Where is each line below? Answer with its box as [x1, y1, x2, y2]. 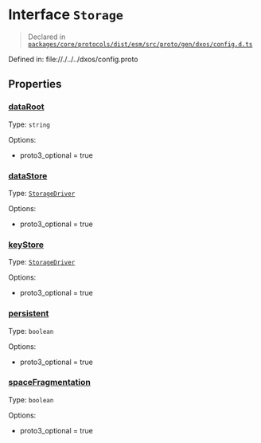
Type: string [8, 120, 50, 129]
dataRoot [8, 101, 45, 112]
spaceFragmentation [8, 377, 92, 388]
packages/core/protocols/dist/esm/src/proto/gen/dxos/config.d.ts [27, 40, 253, 49]
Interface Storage [8, 6, 123, 24]
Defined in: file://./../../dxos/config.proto [8, 54, 138, 64]
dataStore [8, 170, 48, 181]
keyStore [8, 239, 45, 250]
